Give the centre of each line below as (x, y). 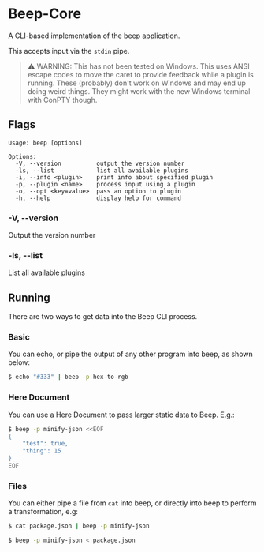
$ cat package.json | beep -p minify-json (79, 526)
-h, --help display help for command (98, 198)
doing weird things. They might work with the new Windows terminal (139, 91)
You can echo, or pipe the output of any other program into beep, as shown (131, 354)
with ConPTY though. (62, 100)
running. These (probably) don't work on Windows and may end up (137, 83)
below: (19, 362)
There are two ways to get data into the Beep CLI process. (103, 317)
